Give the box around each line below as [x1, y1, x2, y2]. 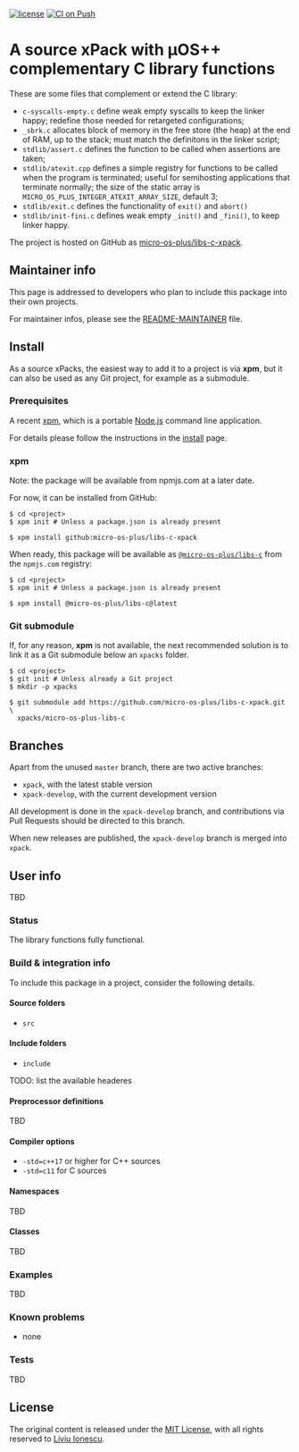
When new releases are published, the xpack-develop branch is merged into [9, 832, 287, 844]
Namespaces [9, 1186, 60, 1197]
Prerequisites [9, 394, 69, 407]
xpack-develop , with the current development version [21, 789, 217, 799]
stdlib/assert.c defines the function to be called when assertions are [21, 143, 281, 154]
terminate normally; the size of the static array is [21, 181, 201, 192]
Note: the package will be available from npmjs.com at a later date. [9, 475, 255, 486]
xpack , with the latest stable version [21, 779, 154, 790]
